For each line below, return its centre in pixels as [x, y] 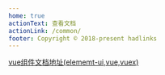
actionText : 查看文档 [42, 23]
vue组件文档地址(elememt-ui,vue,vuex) [74, 62]
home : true [27, 16]
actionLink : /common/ [45, 31]
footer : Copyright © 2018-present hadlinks [83, 38]
